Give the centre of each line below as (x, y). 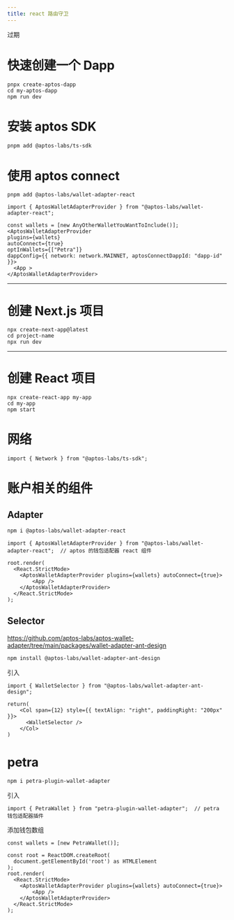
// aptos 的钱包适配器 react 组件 (106, 551)
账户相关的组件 (50, 488)
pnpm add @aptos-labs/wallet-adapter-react (71, 195)
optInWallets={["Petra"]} (45, 250)
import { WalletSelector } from (54, 686)
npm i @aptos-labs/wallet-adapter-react (67, 531)
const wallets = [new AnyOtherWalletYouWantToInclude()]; (93, 225)
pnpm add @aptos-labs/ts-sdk (49, 145)
